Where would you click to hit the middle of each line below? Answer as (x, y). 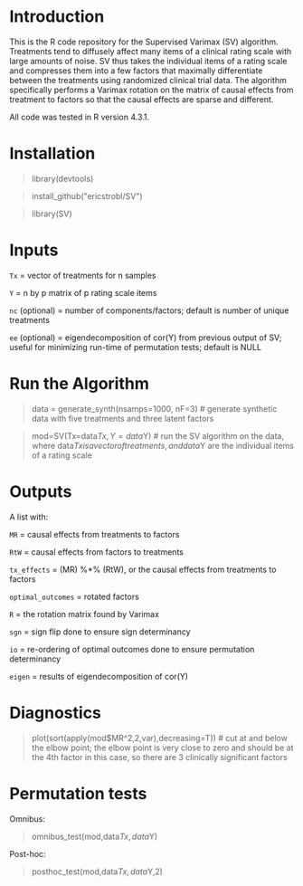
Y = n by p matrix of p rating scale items (83, 292)
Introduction (57, 17)
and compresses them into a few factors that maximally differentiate (136, 71)
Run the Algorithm (79, 384)
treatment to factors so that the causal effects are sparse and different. (142, 99)
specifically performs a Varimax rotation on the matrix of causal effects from (151, 90)
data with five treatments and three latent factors (123, 418)
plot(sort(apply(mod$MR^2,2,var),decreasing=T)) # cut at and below (159, 738)
